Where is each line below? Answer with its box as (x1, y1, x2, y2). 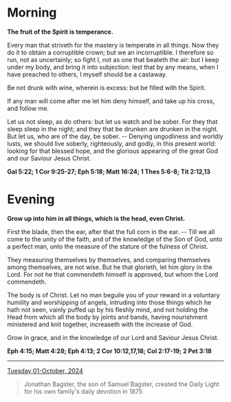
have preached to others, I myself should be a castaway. (7, 70, 167, 78)
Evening (7, 191, 55, 207)
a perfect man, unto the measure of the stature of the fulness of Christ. (7, 242, 208, 251)
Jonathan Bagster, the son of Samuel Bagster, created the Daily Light (23, 380, 220, 388)
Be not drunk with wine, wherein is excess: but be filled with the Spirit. (7, 83, 206, 92)
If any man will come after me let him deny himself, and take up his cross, (7, 96, 215, 105)
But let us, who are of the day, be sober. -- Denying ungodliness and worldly (7, 132, 223, 140)
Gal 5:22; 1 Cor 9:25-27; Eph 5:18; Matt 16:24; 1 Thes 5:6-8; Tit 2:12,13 (7, 167, 211, 176)
